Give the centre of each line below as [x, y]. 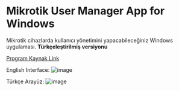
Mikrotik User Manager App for [85, 11]
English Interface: [28, 69]
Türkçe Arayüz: [25, 81]
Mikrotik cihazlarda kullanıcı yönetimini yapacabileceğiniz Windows [90, 40]
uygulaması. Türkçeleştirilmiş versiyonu [57, 47]
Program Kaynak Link [33, 58]
